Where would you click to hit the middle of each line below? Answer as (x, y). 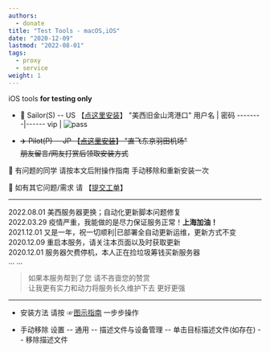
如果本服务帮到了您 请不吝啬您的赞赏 (89, 277)
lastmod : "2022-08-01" (46, 46)
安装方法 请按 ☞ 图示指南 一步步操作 (79, 312)
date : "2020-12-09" (41, 38)
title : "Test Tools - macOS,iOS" (64, 31)
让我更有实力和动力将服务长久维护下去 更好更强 (106, 288)
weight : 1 (25, 76)
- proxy (29, 61)
